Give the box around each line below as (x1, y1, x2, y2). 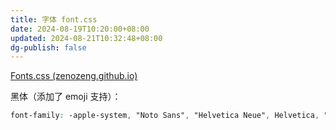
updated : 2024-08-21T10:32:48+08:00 (10, 33, 163, 43)
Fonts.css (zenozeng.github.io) (10, 70, 138, 82)
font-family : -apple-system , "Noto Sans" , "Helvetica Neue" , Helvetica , (10, 111, 320, 121)
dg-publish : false (10, 42, 87, 53)
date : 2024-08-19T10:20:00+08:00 (10, 24, 150, 34)
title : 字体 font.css (10, 14, 98, 25)
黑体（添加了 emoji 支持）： (10, 91, 122, 103)
